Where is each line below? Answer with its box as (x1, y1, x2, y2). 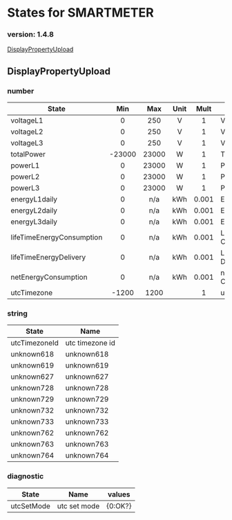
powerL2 (10, 172, 40, 181)
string (7, 309, 28, 319)
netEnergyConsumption (10, 272, 88, 282)
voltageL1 (10, 116, 43, 125)
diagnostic (7, 472, 44, 481)
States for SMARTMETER (7, 5, 154, 21)
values (108, 490, 130, 499)
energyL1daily (10, 195, 57, 204)
